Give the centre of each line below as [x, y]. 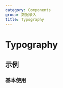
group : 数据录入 [21, 15]
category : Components [28, 10]
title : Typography [25, 19]
